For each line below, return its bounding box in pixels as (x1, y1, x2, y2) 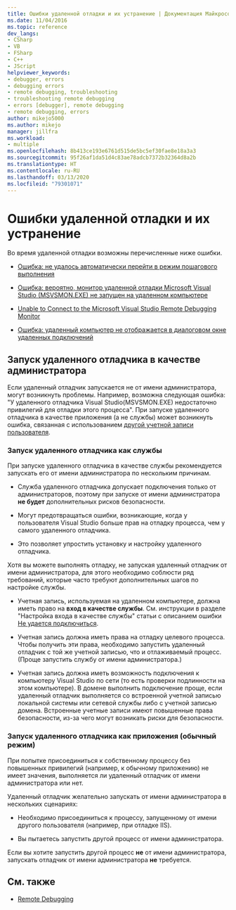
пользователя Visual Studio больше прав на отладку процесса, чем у (17, 518, 225, 527)
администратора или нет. (7, 778, 84, 787)
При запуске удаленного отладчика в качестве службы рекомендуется (7, 461, 223, 470)
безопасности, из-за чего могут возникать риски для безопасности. (17, 714, 224, 722)
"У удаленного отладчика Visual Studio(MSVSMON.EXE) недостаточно (7, 398, 217, 406)
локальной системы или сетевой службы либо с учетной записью (17, 699, 217, 707)
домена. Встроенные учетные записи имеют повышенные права (17, 706, 213, 714)
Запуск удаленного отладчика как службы (7, 446, 163, 456)
